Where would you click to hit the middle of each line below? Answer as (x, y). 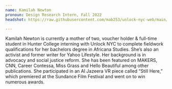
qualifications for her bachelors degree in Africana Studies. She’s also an (82, 50)
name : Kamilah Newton (28, 10)
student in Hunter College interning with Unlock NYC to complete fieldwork (84, 44)
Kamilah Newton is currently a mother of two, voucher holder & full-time (81, 38)
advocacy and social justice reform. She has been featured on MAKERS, (81, 60)
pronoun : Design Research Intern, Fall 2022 (53, 15)
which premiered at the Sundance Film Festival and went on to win (76, 77)
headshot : (16, 19)
